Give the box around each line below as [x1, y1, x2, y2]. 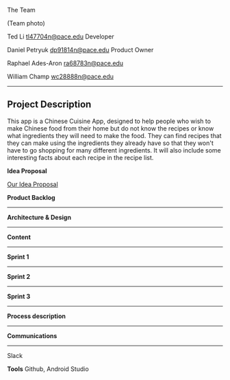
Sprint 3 [7, 292, 31, 300]
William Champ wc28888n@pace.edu [7, 72, 114, 80]
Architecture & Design [7, 213, 72, 221]
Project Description [7, 99, 92, 111]
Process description [7, 312, 66, 320]
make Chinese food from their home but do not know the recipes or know [7, 124, 214, 133]
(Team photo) [7, 19, 46, 27]
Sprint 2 [7, 272, 31, 280]
